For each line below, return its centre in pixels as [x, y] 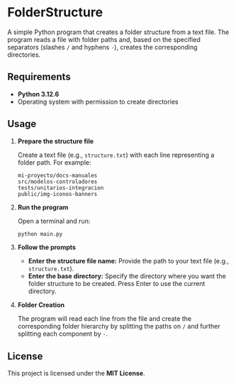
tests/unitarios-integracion [61, 188]
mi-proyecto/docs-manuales [57, 175]
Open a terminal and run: [54, 221]
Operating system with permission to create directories [98, 102]
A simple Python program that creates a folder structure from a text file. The [118, 32]
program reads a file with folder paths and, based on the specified [104, 39]
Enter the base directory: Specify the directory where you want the [127, 276]
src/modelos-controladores [57, 182]
